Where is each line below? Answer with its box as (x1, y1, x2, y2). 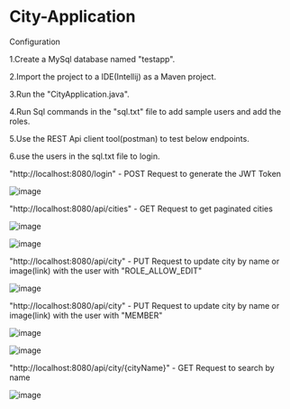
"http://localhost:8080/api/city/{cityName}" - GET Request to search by (9, 362, 275, 373)
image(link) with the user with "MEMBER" (9, 310, 163, 321)
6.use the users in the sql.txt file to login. (9, 151, 160, 162)
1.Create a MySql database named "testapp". (9, 53, 176, 64)
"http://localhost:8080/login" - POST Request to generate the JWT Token (9, 168, 282, 179)
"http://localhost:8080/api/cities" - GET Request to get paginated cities (9, 203, 273, 214)
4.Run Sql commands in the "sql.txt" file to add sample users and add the (9, 106, 282, 116)
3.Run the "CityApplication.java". (9, 88, 131, 99)
